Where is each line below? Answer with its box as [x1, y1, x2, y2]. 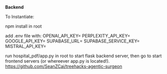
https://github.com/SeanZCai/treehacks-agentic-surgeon [5, 64, 123, 69]
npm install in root [5, 23, 42, 29]
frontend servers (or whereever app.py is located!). [5, 58, 110, 64]
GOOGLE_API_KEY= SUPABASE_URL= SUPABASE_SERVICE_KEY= [5, 38, 140, 44]
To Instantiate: [5, 14, 34, 19]
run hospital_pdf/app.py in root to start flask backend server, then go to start [5, 53, 162, 59]
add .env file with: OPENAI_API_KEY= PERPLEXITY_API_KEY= [5, 33, 131, 38]
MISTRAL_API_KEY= [5, 43, 46, 49]
